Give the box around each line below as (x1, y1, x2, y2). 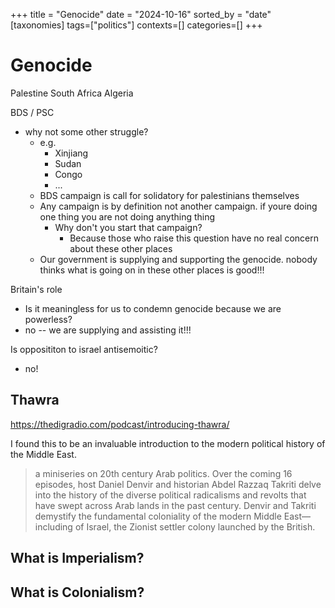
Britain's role (10, 283, 63, 295)
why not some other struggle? (24, 125, 149, 138)
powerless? (24, 313, 73, 325)
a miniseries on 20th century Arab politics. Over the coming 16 (34, 467, 293, 479)
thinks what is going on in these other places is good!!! (39, 264, 265, 276)
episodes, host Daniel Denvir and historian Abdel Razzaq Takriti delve (34, 478, 322, 490)
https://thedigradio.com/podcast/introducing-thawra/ (10, 418, 230, 430)
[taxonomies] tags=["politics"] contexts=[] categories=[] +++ (10, 19, 263, 31)
